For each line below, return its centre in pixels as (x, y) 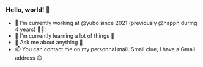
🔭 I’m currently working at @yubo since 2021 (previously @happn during (106, 23)
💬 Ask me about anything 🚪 (49, 43)
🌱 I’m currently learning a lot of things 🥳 (65, 36)
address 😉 (28, 58)
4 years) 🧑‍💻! (30, 29)
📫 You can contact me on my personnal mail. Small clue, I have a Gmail (105, 49)
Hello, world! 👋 (28, 10)
